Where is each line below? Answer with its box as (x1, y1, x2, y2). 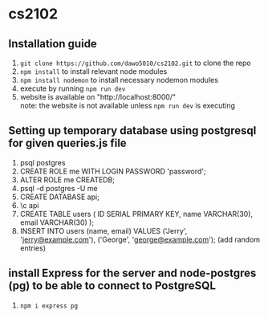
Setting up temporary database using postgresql (8, 124, 257, 137)
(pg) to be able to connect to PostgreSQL (8, 279, 217, 293)
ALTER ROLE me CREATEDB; (19, 174, 115, 185)
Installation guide (8, 37, 98, 51)
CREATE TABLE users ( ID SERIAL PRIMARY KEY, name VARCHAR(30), (19, 209, 254, 218)
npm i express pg (19, 302, 79, 310)
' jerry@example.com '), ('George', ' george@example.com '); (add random (19, 234, 261, 244)
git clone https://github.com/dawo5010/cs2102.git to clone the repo (19, 58, 251, 67)
